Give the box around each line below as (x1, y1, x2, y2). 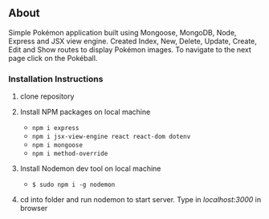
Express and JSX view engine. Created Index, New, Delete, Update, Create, (8, 36, 257, 46)
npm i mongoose (31, 141, 83, 149)
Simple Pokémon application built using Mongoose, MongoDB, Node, (8, 27, 237, 37)
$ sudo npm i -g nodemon (31, 180, 116, 189)
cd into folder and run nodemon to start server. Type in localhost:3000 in (19, 195, 262, 205)
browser (19, 204, 48, 213)
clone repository (19, 91, 75, 101)
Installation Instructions (8, 73, 104, 84)
